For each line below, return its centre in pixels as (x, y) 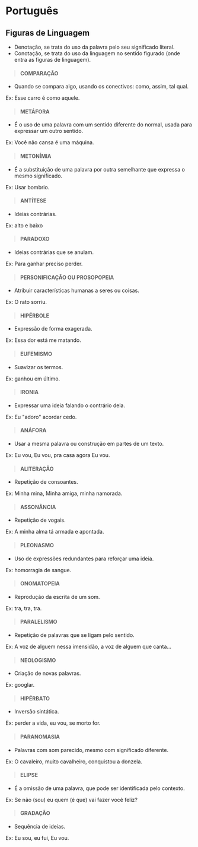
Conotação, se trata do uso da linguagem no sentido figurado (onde (97, 53)
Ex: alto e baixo (24, 225)
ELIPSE (29, 775)
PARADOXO (35, 239)
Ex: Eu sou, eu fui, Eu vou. (37, 838)
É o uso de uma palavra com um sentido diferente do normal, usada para (103, 125)
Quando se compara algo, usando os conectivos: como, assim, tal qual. (101, 87)
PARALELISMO (39, 622)
